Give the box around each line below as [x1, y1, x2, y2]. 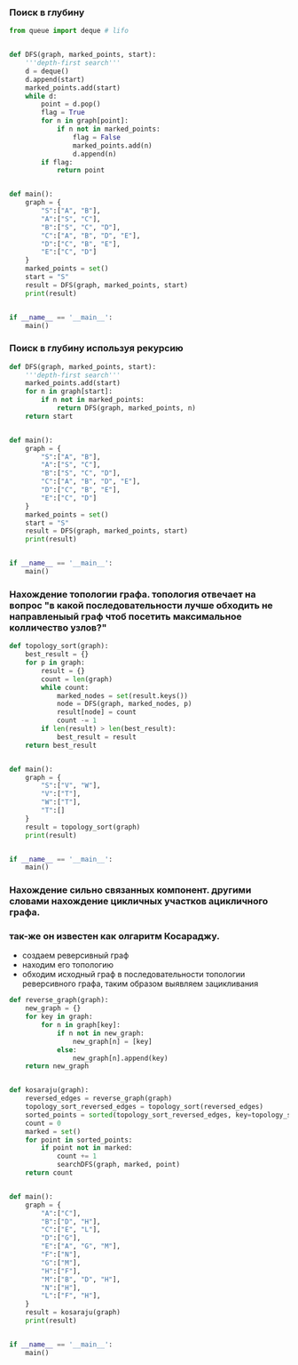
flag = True [41, 108, 86, 117]
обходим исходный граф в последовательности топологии [21, 969, 246, 980]
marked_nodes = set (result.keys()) [56, 691, 189, 700]
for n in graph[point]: [41, 116, 129, 125]
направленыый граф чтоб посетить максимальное [9, 610, 242, 622]
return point [56, 166, 105, 175]
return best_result [25, 741, 98, 750]
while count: [41, 683, 90, 692]
